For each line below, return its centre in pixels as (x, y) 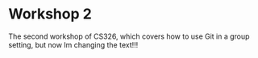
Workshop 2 (50, 14)
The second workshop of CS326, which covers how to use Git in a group (129, 36)
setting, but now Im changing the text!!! (73, 44)
